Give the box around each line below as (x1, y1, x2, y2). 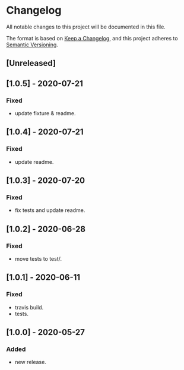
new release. (14, 359, 46, 366)
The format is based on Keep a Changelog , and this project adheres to (6, 34, 178, 42)
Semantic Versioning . (6, 41, 58, 48)
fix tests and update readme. (14, 207, 85, 214)
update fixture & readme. (14, 110, 76, 117)
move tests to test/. (14, 255, 62, 263)
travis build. (14, 303, 44, 311)
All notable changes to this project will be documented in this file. (6, 23, 166, 30)
